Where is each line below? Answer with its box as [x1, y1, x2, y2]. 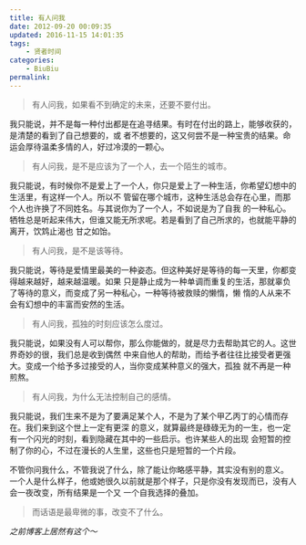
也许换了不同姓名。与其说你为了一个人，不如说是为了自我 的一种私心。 [25, 203, 291, 214]
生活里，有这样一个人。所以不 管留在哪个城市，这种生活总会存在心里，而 [9, 191, 283, 202]
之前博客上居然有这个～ [9, 526, 97, 537]
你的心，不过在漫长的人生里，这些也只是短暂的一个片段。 [25, 445, 241, 456]
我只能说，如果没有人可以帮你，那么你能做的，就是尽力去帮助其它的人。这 [9, 337, 289, 348]
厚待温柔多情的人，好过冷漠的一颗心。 [25, 141, 169, 152]
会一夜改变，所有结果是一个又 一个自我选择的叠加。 [9, 487, 203, 498]
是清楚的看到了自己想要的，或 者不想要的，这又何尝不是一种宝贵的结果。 [9, 130, 283, 141]
